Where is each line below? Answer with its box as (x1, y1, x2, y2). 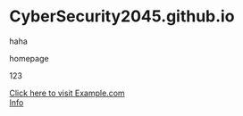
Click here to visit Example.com (9, 87, 125, 98)
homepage (9, 53, 49, 63)
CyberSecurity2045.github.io (9, 6, 235, 27)
